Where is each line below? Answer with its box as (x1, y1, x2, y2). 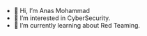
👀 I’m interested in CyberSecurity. (13, 14, 111, 22)
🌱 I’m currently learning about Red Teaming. (13, 21, 141, 29)
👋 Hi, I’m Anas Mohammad (13, 7, 91, 15)
